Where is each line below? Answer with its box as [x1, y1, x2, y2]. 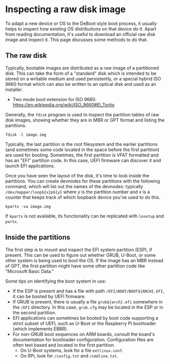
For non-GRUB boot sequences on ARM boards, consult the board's [12, 331, 155, 337]
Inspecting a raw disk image [5, 4, 126, 15]
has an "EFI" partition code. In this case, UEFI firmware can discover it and [5, 157, 161, 163]
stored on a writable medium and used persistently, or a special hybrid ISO [5, 75, 161, 82]
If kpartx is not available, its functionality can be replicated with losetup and [5, 213, 164, 219]
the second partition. [12, 309, 57, 316]
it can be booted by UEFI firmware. [12, 293, 86, 299]
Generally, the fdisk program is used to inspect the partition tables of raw [5, 111, 159, 117]
